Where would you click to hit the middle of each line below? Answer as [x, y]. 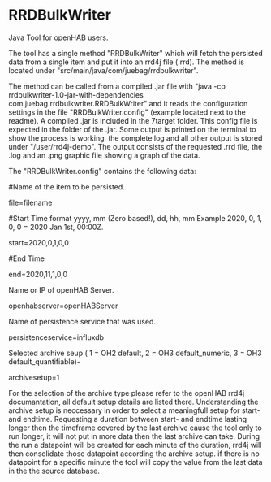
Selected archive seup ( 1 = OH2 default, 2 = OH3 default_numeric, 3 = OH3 [135, 353]
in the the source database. [54, 471]
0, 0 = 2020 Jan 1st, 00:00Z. [56, 227]
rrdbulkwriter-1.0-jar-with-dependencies [76, 94]
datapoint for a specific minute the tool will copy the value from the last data [135, 462]
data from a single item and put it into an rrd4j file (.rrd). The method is [127, 62]
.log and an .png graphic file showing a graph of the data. [104, 155]
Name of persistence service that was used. [82, 321]
